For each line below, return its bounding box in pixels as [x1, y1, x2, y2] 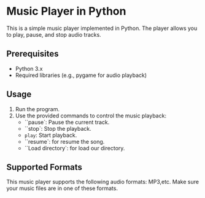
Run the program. [15, 105, 60, 112]
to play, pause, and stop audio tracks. [6, 31, 101, 38]
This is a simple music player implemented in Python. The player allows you [6, 24, 198, 32]
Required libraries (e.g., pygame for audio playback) [15, 71, 147, 79]
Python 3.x [15, 65, 43, 72]
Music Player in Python [6, 4, 126, 18]
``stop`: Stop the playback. [24, 125, 92, 132]
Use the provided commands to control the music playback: [15, 112, 167, 119]
